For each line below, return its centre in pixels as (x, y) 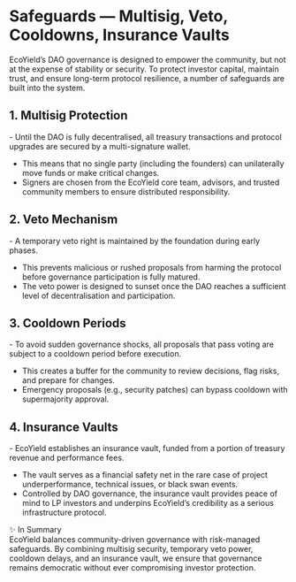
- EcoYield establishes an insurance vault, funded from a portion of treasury (147, 448)
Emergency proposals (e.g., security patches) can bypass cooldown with (155, 390)
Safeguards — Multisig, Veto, (118, 16)
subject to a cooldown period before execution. (95, 354)
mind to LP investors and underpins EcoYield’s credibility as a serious (148, 503)
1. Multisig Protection (68, 115)
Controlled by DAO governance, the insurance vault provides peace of (150, 494)
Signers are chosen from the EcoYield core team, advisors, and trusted (151, 182)
